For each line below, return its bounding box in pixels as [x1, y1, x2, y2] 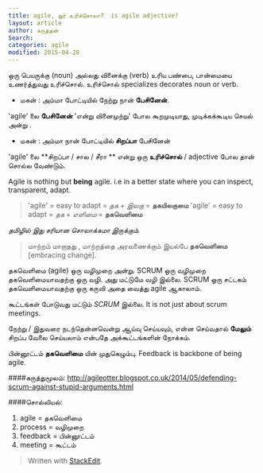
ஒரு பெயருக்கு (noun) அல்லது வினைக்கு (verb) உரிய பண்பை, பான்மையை [8, 71, 233, 79]
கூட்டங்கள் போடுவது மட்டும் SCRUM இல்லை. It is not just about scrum [8, 300, 227, 308]
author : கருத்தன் [8, 26, 59, 34]
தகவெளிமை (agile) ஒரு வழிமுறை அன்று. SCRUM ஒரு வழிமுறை [8, 266, 207, 275]
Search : [8, 33, 34, 42]
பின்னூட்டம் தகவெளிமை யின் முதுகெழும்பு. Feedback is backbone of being [8, 349, 242, 358]
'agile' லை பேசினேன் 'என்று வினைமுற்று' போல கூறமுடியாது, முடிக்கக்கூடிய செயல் [8, 111, 253, 120]
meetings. [8, 308, 41, 318]
